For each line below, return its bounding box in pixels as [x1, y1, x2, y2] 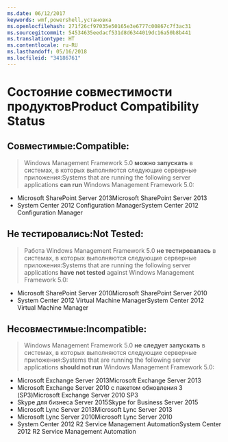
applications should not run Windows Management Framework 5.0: [23, 363, 215, 371]
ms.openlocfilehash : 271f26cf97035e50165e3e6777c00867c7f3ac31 [7, 23, 192, 29]
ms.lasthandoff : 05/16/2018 [7, 49, 88, 56]
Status [7, 113, 46, 129]
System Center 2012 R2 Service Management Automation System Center [16, 420, 222, 428]
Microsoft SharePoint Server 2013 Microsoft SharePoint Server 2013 [16, 193, 207, 202]
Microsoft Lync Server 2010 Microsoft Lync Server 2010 [16, 413, 173, 421]
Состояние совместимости [7, 84, 173, 99]
